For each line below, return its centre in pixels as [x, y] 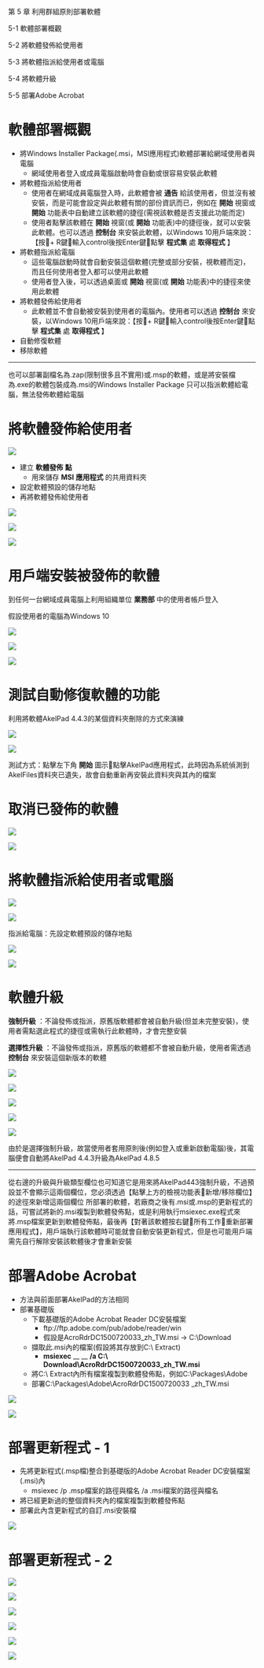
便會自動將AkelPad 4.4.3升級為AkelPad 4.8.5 [87, 1158]
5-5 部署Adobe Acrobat [46, 95]
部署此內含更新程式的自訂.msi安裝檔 [78, 1510]
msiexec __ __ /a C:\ [75, 1356]
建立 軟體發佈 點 [46, 467]
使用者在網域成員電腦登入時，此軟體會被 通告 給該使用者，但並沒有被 [143, 192]
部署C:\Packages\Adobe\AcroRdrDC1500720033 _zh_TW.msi [130, 1383]
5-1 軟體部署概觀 [35, 28]
